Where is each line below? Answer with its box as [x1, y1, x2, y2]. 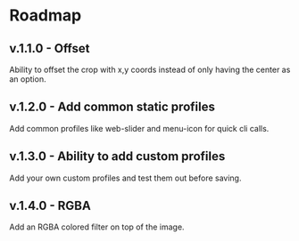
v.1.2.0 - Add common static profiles [9, 100, 216, 115]
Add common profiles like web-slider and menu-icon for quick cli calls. [9, 123, 270, 133]
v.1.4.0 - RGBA [9, 198, 91, 213]
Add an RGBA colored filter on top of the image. [9, 221, 185, 232]
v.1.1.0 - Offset [9, 41, 91, 56]
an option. [9, 74, 46, 84]
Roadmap [9, 5, 82, 26]
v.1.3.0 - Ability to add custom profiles [9, 149, 226, 165]
